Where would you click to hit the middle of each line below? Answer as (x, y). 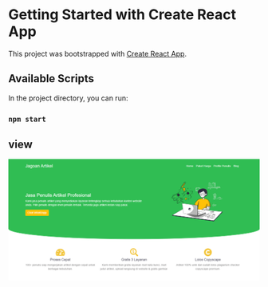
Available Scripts (51, 79)
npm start (27, 119)
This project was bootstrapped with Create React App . (98, 53)
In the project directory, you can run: (68, 98)
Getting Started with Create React (122, 15)
